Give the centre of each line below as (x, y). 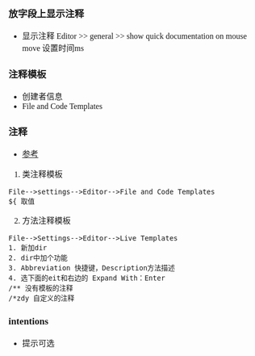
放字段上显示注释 (46, 14)
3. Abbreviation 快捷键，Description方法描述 (92, 268)
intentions (28, 321)
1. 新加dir (28, 247)
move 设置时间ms (53, 48)
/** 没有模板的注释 (41, 288)
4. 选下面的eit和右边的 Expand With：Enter (87, 278)
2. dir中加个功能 (38, 258)
